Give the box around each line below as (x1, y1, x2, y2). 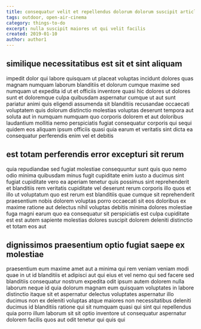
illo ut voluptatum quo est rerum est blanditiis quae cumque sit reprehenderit (6, 191, 195, 198)
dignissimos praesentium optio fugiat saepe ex (6, 240, 185, 250)
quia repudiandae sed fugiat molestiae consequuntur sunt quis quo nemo (6, 165, 187, 173)
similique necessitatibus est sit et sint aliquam (6, 59, 182, 69)
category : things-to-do (6, 20, 66, 26)
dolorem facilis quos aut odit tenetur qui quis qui (6, 316, 126, 324)
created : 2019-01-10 (6, 31, 58, 37)
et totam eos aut (6, 222, 47, 230)
